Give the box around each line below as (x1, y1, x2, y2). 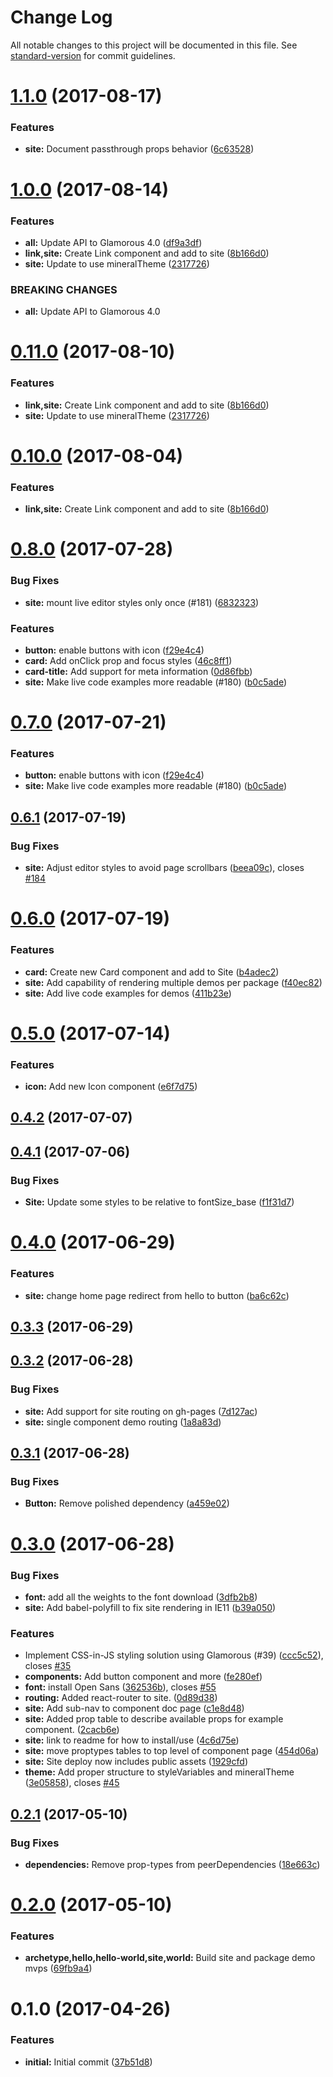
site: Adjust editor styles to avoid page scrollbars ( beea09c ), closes (24, 862, 305, 874)
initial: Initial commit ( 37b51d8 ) (24, 2056, 153, 2068)
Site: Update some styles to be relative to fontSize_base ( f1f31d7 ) (24, 1196, 295, 1208)
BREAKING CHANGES (10, 282, 118, 296)
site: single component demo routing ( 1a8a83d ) (24, 1416, 222, 1428)
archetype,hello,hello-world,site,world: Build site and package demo (24, 1952, 316, 1964)
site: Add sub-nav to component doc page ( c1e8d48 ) (24, 1702, 245, 1715)
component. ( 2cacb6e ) (24, 1724, 120, 1736)
